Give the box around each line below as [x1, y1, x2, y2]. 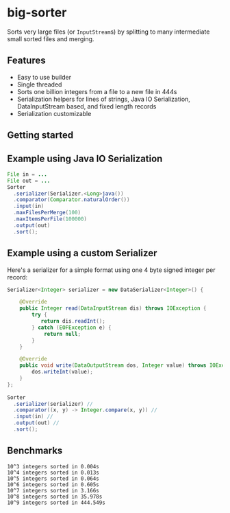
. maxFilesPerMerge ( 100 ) [13, 209, 81, 216]
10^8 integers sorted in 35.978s [7, 493, 103, 500]
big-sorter [7, 5, 67, 21]
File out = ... [7, 177, 51, 184]
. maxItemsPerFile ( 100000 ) [13, 216, 88, 223]
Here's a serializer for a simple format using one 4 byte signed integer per [7, 266, 216, 274]
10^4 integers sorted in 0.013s [7, 469, 99, 476]
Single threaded [16, 80, 62, 89]
